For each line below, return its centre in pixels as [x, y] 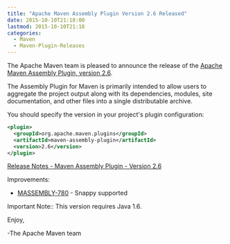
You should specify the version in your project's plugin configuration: [106, 114]
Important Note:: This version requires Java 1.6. [74, 207]
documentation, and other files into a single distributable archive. [100, 101]
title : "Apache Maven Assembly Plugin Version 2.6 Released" [97, 14]
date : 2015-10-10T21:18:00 [46, 20]
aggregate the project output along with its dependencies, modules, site [110, 94]
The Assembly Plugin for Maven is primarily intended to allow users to [107, 86]
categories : [24, 33]
